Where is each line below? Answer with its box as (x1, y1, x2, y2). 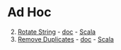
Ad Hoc (7, 4, 52, 20)
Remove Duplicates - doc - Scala (17, 35, 115, 43)
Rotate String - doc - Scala (17, 27, 96, 36)
